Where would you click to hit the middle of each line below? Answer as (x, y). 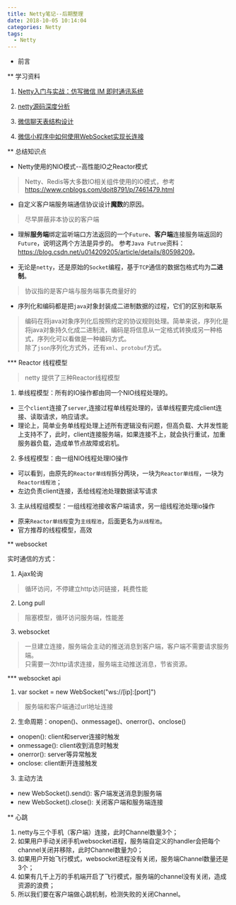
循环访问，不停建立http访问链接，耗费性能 (86, 589)
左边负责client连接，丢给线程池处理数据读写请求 (87, 491)
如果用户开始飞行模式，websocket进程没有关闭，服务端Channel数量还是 (123, 859)
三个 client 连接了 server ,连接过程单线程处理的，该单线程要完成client (117, 408)
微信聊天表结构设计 (46, 122)
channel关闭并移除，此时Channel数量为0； (80, 850)
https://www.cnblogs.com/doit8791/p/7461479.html (99, 190)
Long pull (31, 603)
